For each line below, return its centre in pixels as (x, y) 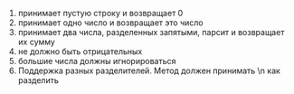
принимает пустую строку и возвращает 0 (100, 13)
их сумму (37, 42)
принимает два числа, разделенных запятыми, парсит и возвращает (151, 32)
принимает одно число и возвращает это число (110, 23)
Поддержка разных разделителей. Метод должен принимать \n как (149, 70)
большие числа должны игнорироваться (97, 61)
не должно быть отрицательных (80, 52)
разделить (38, 80)
